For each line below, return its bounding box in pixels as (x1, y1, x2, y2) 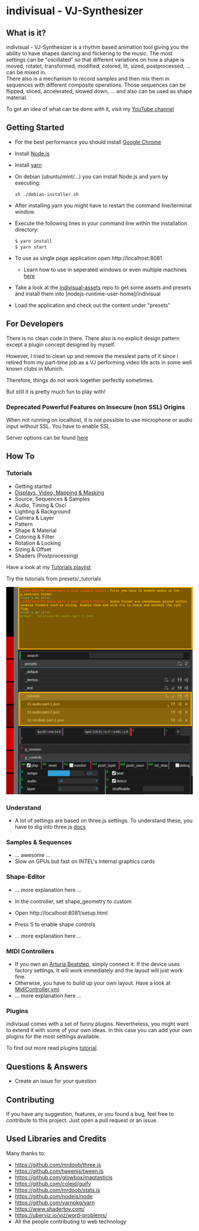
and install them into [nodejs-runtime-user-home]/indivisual (14, 290, 161, 297)
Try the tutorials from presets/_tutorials (6, 575, 102, 582)
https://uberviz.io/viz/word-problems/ (14, 1211, 108, 1219)
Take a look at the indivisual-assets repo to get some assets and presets (14, 284, 191, 291)
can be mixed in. (6, 69, 47, 75)
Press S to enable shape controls (14, 921, 96, 928)
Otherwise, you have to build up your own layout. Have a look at (14, 979, 171, 986)
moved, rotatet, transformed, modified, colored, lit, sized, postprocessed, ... (6, 62, 191, 69)
